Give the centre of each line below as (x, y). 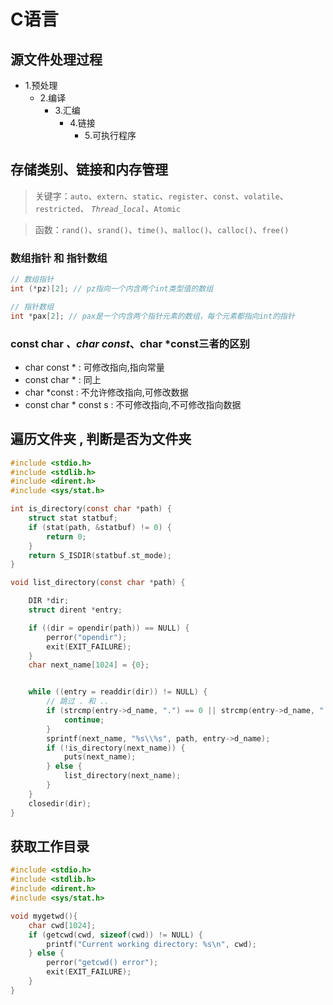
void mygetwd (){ (44, 916)
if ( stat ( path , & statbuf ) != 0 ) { (100, 527)
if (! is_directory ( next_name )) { (116, 748)
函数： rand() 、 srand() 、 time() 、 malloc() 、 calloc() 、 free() (162, 229)
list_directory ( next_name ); (122, 776)
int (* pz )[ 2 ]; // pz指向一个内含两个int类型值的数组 (112, 288)
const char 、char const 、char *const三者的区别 (130, 343)
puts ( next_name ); (100, 757)
